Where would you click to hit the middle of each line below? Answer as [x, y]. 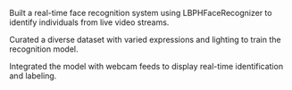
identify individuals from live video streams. [89, 22]
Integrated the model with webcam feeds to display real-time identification [146, 66]
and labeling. [33, 76]
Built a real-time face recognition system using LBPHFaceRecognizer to [141, 13]
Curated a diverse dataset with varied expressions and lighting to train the [145, 40]
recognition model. [44, 49]
